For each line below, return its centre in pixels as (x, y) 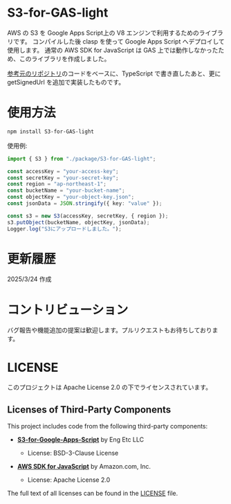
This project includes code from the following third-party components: (108, 426)
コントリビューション (68, 310)
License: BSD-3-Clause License (73, 453)
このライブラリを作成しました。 (65, 58)
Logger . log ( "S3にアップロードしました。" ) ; (65, 229)
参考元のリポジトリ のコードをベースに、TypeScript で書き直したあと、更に (114, 73)
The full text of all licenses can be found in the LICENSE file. (93, 494)
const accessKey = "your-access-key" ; (63, 171)
